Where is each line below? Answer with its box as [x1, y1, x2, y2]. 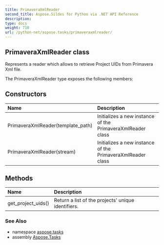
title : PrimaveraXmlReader [5, 7, 60, 12]
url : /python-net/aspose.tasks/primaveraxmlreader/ [5, 30, 112, 35]
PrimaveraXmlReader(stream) [7, 148, 76, 155]
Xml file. [5, 66, 22, 72]
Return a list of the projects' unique [54, 197, 135, 204]
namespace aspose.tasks [12, 229, 64, 235]
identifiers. [54, 203, 79, 210]
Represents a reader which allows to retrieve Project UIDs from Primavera [5, 61, 153, 67]
